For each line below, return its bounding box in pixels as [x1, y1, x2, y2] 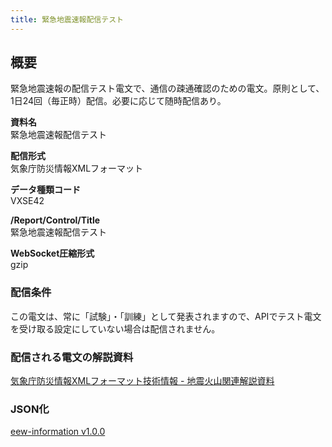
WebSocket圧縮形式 [10, 247, 95, 260]
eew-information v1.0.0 [10, 426, 106, 438]
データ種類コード [10, 184, 81, 196]
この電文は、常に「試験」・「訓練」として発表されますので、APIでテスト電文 [10, 310, 322, 322]
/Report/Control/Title [10, 214, 101, 226]
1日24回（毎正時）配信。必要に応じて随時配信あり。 [10, 95, 227, 107]
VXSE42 [10, 195, 45, 207]
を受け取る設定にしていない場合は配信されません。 [10, 322, 221, 335]
